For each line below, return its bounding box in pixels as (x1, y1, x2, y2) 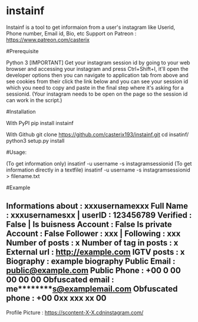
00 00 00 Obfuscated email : (6, 275, 114, 285)
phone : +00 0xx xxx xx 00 (6, 293, 107, 303)
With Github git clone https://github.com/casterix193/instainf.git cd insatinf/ (6, 131, 189, 138)
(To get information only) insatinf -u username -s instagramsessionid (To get (6, 160, 192, 167)
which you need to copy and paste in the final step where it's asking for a (6, 84, 184, 91)
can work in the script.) (6, 96, 62, 104)
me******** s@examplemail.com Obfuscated (6, 284, 178, 294)
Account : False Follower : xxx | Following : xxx (6, 229, 181, 239)
